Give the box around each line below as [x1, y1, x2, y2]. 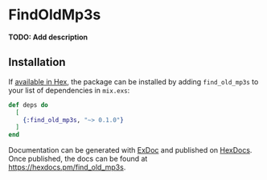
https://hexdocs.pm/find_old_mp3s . [8, 162, 126, 172]
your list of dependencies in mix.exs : [8, 85, 130, 95]
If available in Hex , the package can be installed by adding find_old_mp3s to [8, 76, 259, 86]
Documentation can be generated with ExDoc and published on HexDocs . [8, 145, 253, 155]
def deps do [8, 100, 48, 109]
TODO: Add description [8, 32, 88, 42]
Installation [8, 55, 66, 69]
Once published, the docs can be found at [8, 154, 148, 164]
